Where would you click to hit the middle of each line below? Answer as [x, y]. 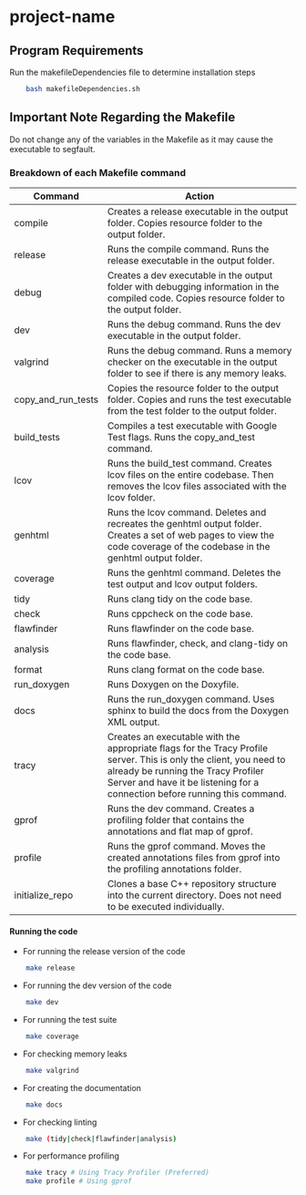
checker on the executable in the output [192, 362]
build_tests [37, 437]
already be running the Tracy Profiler [185, 770]
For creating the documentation [82, 1087]
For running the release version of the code [104, 952]
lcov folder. [131, 497]
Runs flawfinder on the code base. [181, 628]
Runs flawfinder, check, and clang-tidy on [198, 643]
